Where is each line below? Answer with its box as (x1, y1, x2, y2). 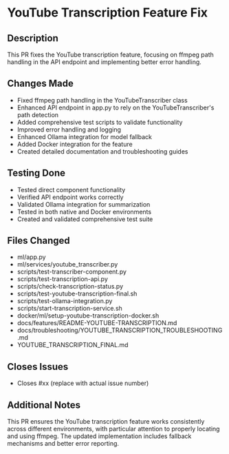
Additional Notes (7, 399, 81, 411)
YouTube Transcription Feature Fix (7, 5, 208, 21)
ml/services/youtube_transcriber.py (17, 260, 118, 269)
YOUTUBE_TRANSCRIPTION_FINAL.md (17, 341, 129, 349)
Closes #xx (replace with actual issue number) (17, 379, 149, 387)
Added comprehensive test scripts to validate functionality (17, 118, 183, 126)
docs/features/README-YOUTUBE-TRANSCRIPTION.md (17, 319, 177, 327)
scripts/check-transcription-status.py (17, 282, 124, 291)
